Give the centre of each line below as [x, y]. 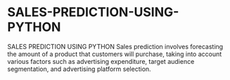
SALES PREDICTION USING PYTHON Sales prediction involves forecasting [115, 46]
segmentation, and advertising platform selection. [79, 69]
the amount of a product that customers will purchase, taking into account [115, 54]
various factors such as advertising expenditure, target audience [101, 61]
